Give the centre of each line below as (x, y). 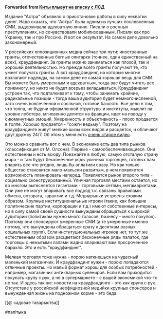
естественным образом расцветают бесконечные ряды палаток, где (77, 237)
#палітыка (16, 312)
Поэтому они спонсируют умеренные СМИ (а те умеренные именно (77, 222)
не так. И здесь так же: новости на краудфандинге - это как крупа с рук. (81, 283)
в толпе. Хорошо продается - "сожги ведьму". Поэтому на (66, 124)
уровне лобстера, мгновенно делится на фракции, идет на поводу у (76, 114)
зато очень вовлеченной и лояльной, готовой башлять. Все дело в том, (79, 103)
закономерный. (21, 42)
